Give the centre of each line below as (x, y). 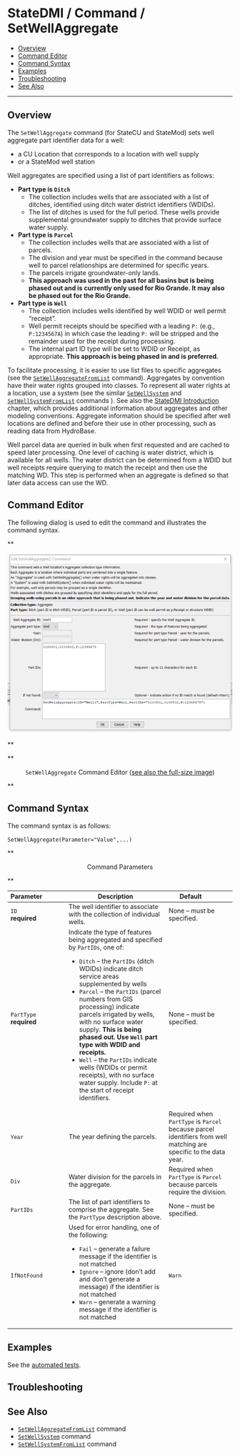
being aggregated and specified (115, 939)
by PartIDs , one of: (96, 947)
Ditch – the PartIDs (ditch (116, 961)
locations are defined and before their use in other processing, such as (112, 423)
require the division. (198, 1192)
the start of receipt (106, 1090)
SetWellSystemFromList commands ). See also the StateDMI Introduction (113, 400)
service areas (99, 976)
